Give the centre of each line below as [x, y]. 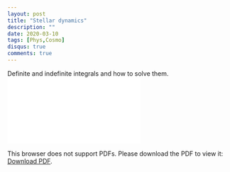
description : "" [31, 27]
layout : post [27, 14]
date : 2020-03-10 [33, 34]
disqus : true [27, 47]
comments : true [30, 54]
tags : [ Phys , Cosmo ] [36, 40]
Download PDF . [30, 161]
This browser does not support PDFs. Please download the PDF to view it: [115, 154]
